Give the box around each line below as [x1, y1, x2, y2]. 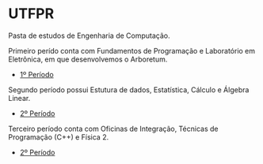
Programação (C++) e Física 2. [8, 132, 109, 142]
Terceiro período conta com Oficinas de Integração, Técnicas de [8, 124, 219, 133]
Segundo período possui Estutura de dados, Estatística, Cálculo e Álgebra [8, 84, 250, 95]
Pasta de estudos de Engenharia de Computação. [8, 31, 170, 40]
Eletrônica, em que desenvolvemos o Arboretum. [8, 54, 168, 64]
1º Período [19, 69, 54, 79]
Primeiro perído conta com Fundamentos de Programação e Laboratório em [8, 46, 256, 55]
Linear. [8, 93, 31, 102]
